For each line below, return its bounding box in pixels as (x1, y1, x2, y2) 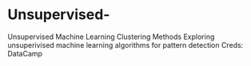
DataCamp (7, 49, 43, 58)
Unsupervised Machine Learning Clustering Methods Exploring (7, 32, 215, 41)
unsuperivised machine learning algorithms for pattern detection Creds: (7, 40, 244, 49)
